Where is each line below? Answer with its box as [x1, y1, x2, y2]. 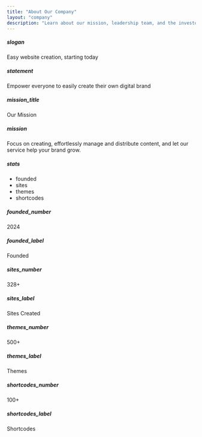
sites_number [7, 266, 42, 273]
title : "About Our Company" [7, 8, 77, 15]
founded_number [7, 208, 52, 215]
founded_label [7, 237, 44, 244]
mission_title [7, 96, 40, 103]
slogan [7, 38, 25, 46]
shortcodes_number [7, 381, 59, 388]
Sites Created [7, 310, 41, 317]
